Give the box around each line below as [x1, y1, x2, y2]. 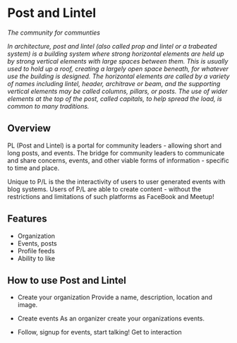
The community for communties [7, 28, 101, 37]
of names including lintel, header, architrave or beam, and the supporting [7, 79, 221, 88]
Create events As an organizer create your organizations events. [17, 314, 205, 323]
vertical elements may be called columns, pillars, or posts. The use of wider [7, 87, 228, 95]
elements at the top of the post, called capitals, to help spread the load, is [7, 94, 222, 103]
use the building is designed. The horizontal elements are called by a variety [7, 72, 230, 80]
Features [7, 213, 47, 225]
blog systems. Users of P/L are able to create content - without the [7, 185, 202, 193]
